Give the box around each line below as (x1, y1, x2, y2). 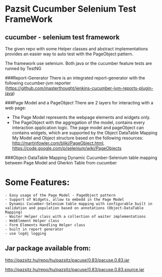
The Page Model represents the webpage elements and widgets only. (12, 114, 151, 120)
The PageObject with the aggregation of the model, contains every (12, 120, 145, 125)
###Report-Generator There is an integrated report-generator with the (5, 75, 145, 81)
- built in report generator (5, 227, 64, 231)
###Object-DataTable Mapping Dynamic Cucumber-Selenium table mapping (5, 155, 158, 161)
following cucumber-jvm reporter (5, 80, 71, 86)
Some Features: (5, 177, 70, 188)
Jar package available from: (5, 244, 91, 253)
